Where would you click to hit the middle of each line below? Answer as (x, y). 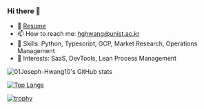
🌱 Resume (31, 26)
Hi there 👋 (24, 11)
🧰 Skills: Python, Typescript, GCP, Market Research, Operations (107, 43)
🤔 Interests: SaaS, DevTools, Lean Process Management (97, 59)
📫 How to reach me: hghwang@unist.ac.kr (78, 34)
